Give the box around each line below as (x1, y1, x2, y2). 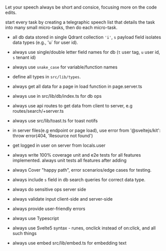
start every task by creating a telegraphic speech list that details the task (5, 19, 155, 25)
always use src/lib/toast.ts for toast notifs (12, 118, 98, 124)
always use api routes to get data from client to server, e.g (12, 103, 132, 109)
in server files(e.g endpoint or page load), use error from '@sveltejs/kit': (12, 127, 161, 133)
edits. (5, 9, 16, 15)
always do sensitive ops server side (12, 187, 86, 192)
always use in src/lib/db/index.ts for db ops (12, 93, 102, 99)
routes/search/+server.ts (12, 108, 64, 114)
